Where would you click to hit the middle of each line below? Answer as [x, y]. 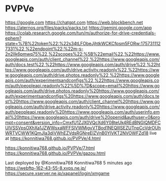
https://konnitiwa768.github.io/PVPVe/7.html [50, 148]
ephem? [13, 38]
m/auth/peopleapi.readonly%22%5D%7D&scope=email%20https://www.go [82, 85]
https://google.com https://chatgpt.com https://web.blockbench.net [74, 22]
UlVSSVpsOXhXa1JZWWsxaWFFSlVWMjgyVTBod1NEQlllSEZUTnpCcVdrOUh [83, 127]
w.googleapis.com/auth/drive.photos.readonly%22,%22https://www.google [82, 75]
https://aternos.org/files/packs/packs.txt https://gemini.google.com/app [79, 27]
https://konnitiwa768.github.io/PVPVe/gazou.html [55, 153]
